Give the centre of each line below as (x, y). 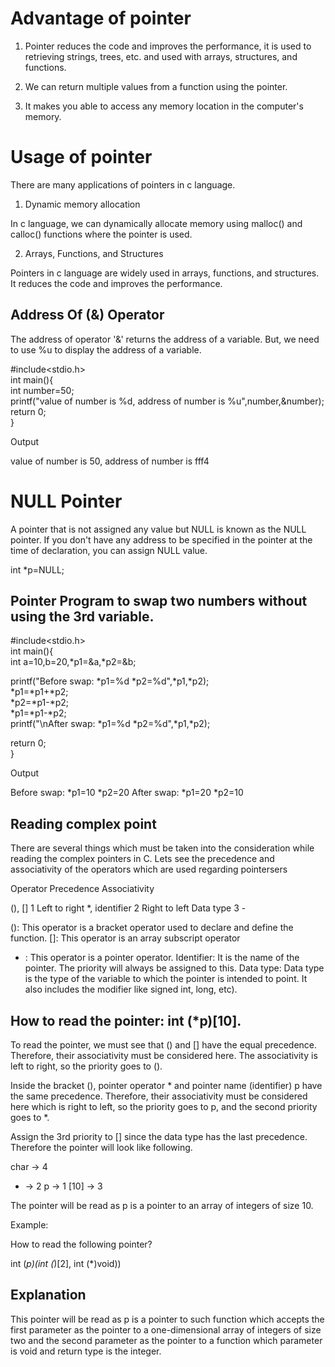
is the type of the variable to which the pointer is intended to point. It (166, 979)
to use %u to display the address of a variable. (106, 349)
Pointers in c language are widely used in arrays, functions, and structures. (165, 273)
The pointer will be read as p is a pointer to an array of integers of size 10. (162, 1206)
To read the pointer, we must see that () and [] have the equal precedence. (164, 1045)
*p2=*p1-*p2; (40, 703)
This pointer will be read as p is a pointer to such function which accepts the (167, 1319)
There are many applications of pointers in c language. (123, 184)
